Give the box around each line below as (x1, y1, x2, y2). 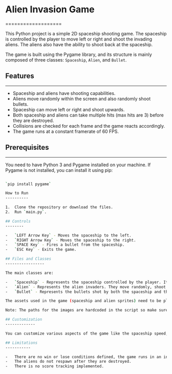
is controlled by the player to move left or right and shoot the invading (5, 36, 153, 42)
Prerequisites (5, 143, 49, 152)
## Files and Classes (5, 257, 52, 262)
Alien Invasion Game (5, 4, 95, 15)
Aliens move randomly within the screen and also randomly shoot (12, 95, 151, 102)
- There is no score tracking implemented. (5, 364, 104, 369)
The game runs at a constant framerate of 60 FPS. (12, 128, 119, 134)
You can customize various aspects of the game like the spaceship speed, (5, 331, 168, 336)
